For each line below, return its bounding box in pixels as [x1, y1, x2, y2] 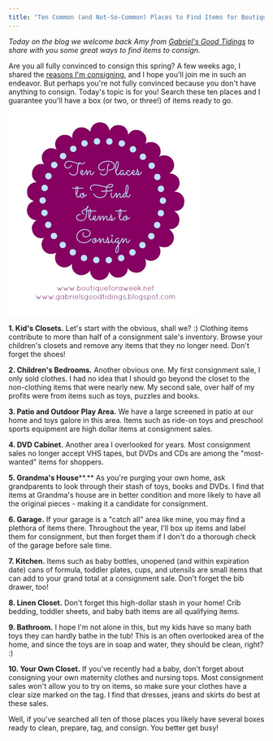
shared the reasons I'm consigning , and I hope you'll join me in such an [8, 69, 246, 79]
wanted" [8, 456, 37, 467]
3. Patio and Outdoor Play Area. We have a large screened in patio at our [8, 407, 254, 416]
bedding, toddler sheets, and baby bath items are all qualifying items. [8, 606, 240, 616]
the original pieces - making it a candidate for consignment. [8, 499, 209, 508]
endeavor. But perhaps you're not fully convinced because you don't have [8, 78, 257, 88]
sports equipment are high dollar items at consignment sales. [8, 424, 213, 434]
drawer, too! [8, 582, 49, 591]
